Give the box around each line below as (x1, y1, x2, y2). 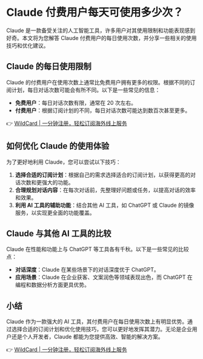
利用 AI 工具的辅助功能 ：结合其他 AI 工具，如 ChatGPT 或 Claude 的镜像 (15, 201, 195, 209)
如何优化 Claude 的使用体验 (6, 141, 110, 152)
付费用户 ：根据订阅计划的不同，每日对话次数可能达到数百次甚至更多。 (15, 107, 191, 114)
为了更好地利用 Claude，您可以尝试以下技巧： (6, 158, 121, 166)
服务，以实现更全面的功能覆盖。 (15, 209, 95, 216)
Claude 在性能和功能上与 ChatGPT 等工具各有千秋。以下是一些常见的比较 (6, 246, 189, 253)
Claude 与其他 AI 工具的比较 (6, 228, 111, 238)
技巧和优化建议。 (6, 42, 49, 49)
